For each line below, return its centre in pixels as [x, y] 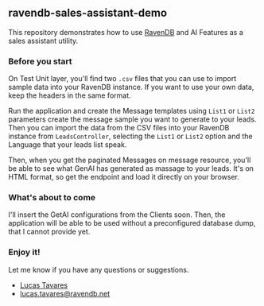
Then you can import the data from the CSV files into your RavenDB [119, 128]
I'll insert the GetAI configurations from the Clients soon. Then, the [117, 215]
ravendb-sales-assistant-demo [88, 13]
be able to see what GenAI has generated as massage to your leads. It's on [131, 168]
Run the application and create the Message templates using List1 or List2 [132, 111]
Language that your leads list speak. [68, 145]
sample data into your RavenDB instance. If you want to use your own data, [131, 87]
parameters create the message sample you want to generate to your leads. [132, 119]
